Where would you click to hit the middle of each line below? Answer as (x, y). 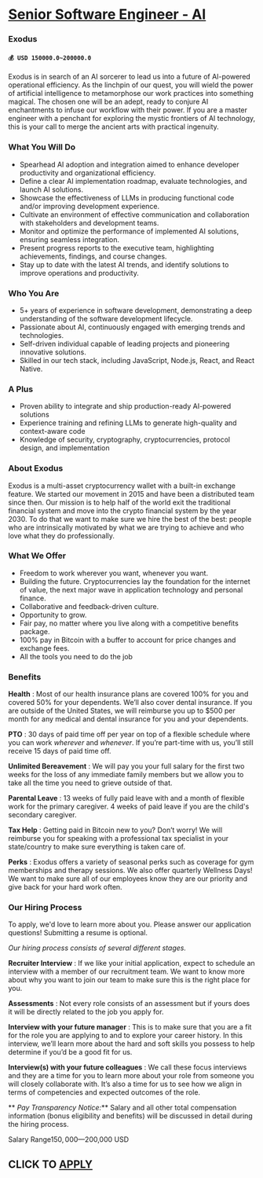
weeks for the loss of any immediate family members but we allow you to (126, 775)
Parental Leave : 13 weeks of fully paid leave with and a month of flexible (126, 798)
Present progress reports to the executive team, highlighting (117, 248)
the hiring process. (38, 1125)
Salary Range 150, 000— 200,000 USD (69, 1139)
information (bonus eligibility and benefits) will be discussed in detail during (130, 1116)
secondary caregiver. (42, 815)
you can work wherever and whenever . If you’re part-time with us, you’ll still (131, 743)
